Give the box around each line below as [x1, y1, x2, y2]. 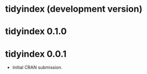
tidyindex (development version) [5, 3, 143, 15]
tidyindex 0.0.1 [5, 48, 67, 59]
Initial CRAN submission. [12, 65, 63, 71]
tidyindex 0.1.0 [5, 26, 67, 37]
